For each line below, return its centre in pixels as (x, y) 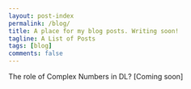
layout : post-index (41, 16)
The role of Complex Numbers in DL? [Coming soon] (96, 76)
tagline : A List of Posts (52, 38)
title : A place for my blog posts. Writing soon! (94, 31)
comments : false (36, 53)
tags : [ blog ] (30, 46)
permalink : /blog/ (39, 23)
